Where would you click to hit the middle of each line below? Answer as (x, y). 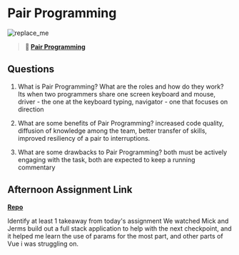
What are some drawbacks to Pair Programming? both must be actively (122, 152)
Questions (31, 69)
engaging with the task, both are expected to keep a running (106, 159)
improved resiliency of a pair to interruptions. (84, 138)
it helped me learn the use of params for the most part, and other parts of (115, 236)
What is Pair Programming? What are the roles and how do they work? (121, 86)
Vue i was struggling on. (43, 244)
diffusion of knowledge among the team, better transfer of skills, (112, 131)
